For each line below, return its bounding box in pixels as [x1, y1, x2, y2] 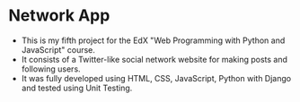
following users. [21, 64, 82, 74]
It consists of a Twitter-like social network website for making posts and [21, 54, 288, 64]
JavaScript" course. [21, 44, 96, 55]
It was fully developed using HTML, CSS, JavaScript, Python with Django [21, 72, 292, 83]
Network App [8, 5, 110, 26]
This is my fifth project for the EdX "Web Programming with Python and [21, 35, 286, 46]
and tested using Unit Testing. [21, 82, 133, 93]
